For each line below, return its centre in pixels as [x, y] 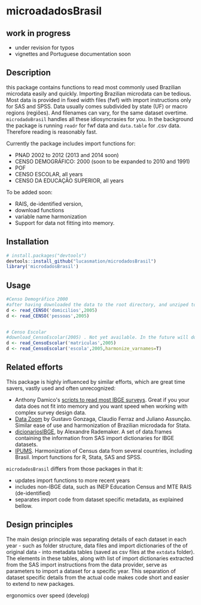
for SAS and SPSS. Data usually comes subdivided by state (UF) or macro [97, 106]
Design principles [40, 525]
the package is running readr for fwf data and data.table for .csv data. [94, 125]
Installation [28, 242]
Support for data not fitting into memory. [65, 222]
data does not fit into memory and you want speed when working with [101, 406]
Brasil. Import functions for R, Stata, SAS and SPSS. [78, 457]
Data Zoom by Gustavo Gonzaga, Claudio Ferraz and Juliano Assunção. [103, 419]
